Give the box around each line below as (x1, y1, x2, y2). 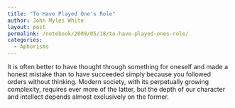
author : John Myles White (7, 17, 84, 24)
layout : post (7, 23, 46, 30)
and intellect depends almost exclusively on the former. (7, 92, 169, 101)
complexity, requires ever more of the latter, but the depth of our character (7, 85, 226, 93)
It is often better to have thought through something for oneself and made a (7, 63, 229, 71)
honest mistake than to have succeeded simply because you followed (7, 70, 212, 78)
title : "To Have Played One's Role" (7, 10, 116, 18)
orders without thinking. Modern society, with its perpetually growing (7, 78, 209, 85)
